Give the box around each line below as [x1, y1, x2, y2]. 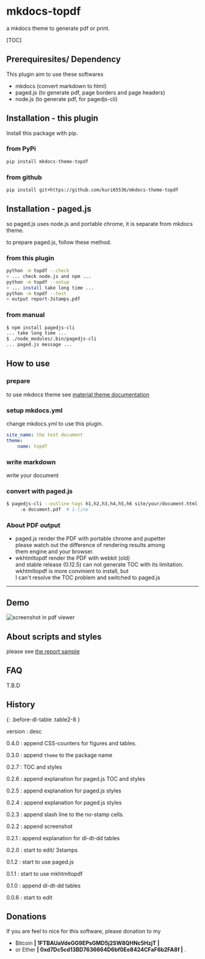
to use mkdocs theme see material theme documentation [6, 391, 149, 398]
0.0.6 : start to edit [6, 893, 53, 901]
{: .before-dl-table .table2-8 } [6, 715, 81, 723]
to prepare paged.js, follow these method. [6, 238, 112, 246]
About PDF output [6, 521, 61, 529]
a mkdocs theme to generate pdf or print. [6, 24, 110, 32]
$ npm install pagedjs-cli [6, 325, 75, 331]
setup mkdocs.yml [6, 406, 63, 415]
